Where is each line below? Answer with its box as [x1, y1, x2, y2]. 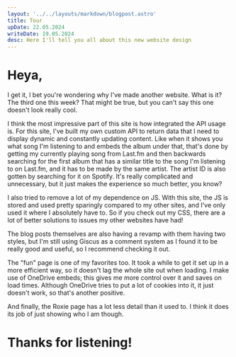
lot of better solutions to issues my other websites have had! [7, 216, 184, 225]
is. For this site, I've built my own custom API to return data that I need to [7, 127, 220, 135]
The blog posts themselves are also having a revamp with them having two [7, 229, 226, 238]
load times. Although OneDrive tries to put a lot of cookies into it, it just [7, 281, 214, 290]
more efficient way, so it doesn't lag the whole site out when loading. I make [7, 266, 229, 275]
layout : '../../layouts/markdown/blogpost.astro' [7, 10, 157, 18]
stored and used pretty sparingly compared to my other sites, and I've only [7, 201, 226, 210]
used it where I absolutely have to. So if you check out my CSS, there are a [7, 208, 225, 217]
